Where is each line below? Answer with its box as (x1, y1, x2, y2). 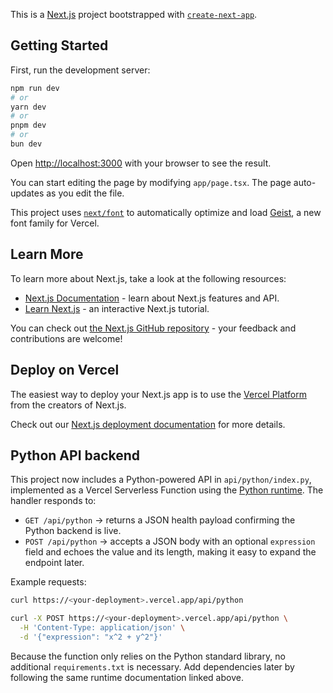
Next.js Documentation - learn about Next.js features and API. (24, 292, 280, 304)
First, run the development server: (10, 64, 151, 76)
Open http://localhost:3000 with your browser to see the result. (10, 157, 272, 169)
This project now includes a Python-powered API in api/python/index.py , (10, 474, 312, 486)
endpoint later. (24, 557, 85, 569)
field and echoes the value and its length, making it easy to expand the (24, 546, 317, 558)
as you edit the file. (46, 187, 125, 199)
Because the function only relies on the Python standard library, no (10, 650, 286, 662)
